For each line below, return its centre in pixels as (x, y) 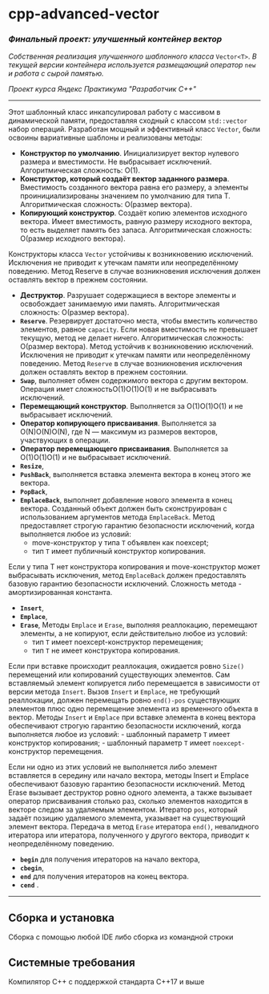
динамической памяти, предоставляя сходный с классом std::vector (128, 120)
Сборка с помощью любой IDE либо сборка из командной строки (121, 937)
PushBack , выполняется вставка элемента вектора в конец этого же (135, 475)
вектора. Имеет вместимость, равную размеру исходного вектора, (136, 222)
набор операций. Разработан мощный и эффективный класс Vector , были (134, 129)
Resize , (32, 466)
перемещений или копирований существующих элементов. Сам (119, 674)
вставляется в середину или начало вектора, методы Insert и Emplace (129, 776)
